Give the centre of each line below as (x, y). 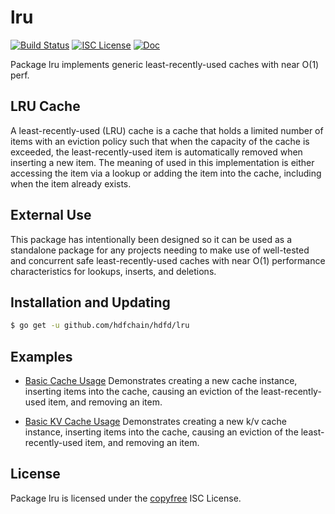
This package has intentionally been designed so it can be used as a (151, 239)
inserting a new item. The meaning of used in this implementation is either (162, 162)
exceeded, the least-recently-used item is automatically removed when (156, 152)
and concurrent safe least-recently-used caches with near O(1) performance (168, 260)
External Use (51, 215)
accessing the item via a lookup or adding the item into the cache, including (166, 173)
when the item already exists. (71, 183)
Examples (41, 356)
